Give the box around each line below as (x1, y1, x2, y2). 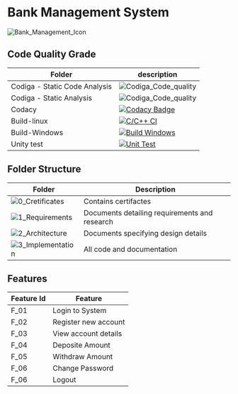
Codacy (11, 104, 37, 114)
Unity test (11, 139, 44, 149)
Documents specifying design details (84, 228, 208, 238)
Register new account (52, 317, 125, 327)
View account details (52, 329, 123, 339)
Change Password (52, 363, 114, 373)
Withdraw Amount (52, 352, 113, 362)
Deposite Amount (52, 340, 111, 350)
